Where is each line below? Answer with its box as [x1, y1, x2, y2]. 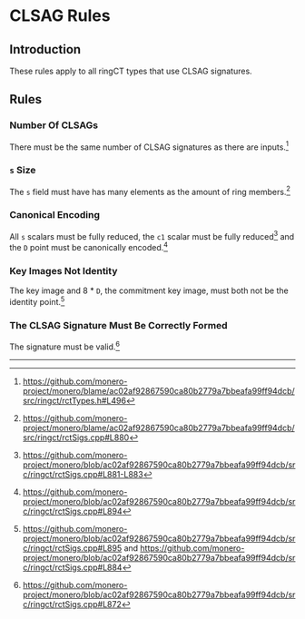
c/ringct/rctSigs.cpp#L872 [22, 598, 123, 609]
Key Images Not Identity [9, 264, 118, 277]
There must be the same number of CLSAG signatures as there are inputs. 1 [9, 140, 289, 152]
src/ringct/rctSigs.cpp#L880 [22, 432, 130, 443]
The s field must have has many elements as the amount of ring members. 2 [9, 184, 290, 197]
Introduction [9, 42, 82, 57]
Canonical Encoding [9, 209, 101, 221]
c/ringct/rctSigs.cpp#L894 [22, 506, 123, 516]
